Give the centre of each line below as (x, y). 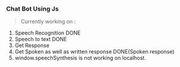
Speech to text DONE (41, 39)
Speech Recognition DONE (48, 33)
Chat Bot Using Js (33, 9)
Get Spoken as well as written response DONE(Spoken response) (94, 52)
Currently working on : (48, 22)
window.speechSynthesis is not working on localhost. (80, 58)
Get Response (32, 45)
